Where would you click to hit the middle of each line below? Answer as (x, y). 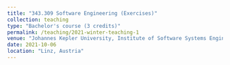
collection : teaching (38, 20)
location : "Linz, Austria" (46, 51)
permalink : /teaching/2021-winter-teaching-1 (73, 32)
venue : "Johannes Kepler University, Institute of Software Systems (107, 39)
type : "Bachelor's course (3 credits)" (64, 26)
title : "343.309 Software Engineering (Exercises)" (82, 13)
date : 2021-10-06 (32, 45)
